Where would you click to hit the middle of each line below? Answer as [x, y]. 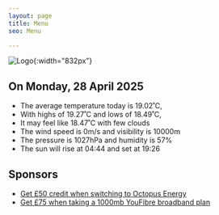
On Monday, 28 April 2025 [76, 86]
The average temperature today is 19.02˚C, [91, 106]
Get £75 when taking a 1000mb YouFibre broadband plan [115, 202]
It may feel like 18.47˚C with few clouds [85, 123]
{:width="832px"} [63, 61]
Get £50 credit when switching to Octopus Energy [103, 194]
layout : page [30, 16]
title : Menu [28, 23]
